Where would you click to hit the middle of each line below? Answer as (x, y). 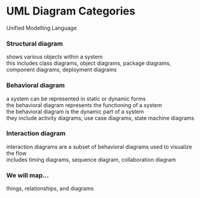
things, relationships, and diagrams (50, 188)
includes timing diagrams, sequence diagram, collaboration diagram (91, 159)
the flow (17, 153)
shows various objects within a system (55, 57)
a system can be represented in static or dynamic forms (76, 99)
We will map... (28, 175)
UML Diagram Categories (71, 11)
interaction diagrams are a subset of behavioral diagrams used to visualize (99, 147)
